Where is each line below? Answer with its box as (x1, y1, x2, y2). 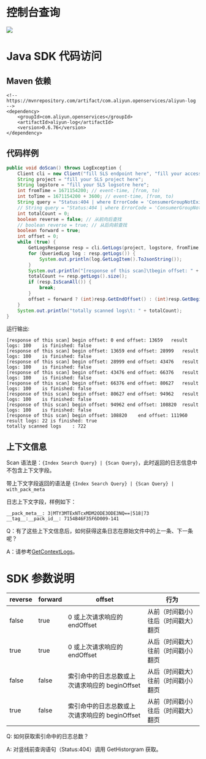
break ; (39, 285, 56, 291)
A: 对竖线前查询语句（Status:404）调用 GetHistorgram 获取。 (6, 745, 162, 753)
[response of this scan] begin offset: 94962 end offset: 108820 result (6, 402, 199, 408)
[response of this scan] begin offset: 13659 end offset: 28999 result (6, 348, 199, 354)
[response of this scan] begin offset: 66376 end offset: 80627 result (6, 380, 199, 387)
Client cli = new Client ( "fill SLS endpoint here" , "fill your (17, 170, 183, 177)
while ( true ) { (17, 239, 56, 246)
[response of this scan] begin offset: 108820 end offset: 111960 (6, 413, 188, 419)
